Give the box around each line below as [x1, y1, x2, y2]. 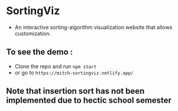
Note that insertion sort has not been [6, 86, 145, 96]
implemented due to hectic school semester [6, 96, 171, 106]
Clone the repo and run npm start [14, 63, 97, 70]
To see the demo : [6, 47, 73, 57]
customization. [14, 30, 51, 37]
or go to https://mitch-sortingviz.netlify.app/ [14, 69, 134, 76]
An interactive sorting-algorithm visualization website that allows [14, 24, 173, 31]
